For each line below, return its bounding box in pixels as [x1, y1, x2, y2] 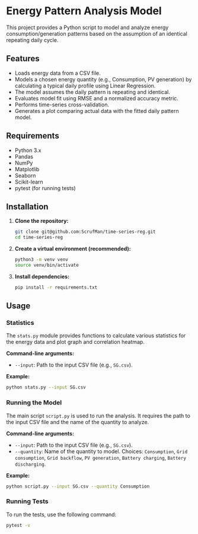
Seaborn [14, 172, 36, 179]
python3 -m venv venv [14, 257, 69, 263]
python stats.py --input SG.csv [6, 384, 86, 390]
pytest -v [6, 522, 31, 528]
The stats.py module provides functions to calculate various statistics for [6, 332, 186, 339]
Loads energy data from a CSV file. [14, 69, 101, 77]
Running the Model [6, 399, 62, 407]
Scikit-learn [14, 178, 43, 185]
